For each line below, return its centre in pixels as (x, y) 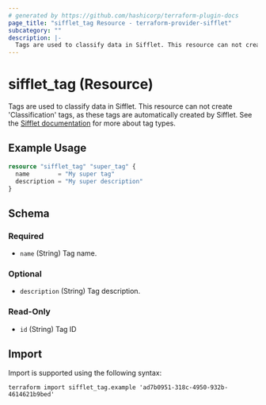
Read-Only (30, 312)
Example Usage (47, 148)
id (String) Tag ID (48, 329)
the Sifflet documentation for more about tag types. (92, 123)
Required (26, 236)
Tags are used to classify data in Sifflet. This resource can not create (120, 106)
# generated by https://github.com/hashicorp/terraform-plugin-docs (123, 15)
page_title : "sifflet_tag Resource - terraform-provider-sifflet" (120, 23)
